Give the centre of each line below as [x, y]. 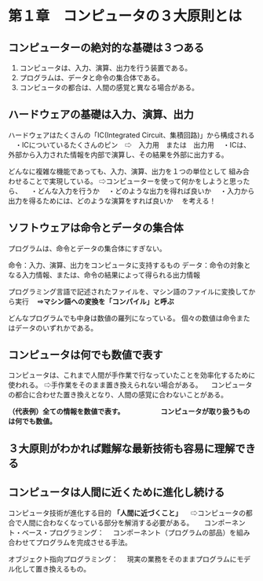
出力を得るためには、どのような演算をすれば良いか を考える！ [112, 200]
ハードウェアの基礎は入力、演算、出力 [101, 115]
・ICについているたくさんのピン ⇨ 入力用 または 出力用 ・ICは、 [133, 144]
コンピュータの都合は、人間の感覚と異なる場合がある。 [109, 88]
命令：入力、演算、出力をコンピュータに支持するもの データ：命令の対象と [130, 265]
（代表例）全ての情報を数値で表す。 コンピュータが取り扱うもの [129, 411]
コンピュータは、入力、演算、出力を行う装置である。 [106, 68]
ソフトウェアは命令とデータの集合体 [96, 228]
